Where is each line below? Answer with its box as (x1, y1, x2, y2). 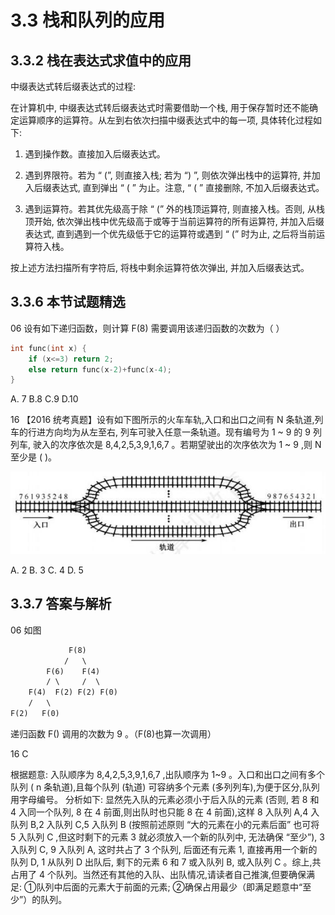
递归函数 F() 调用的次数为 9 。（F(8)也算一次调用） (10, 727, 217, 740)
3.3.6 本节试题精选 (10, 294, 126, 311)
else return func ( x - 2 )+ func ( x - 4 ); (28, 364, 172, 375)
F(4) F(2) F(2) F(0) (28, 687, 118, 698)
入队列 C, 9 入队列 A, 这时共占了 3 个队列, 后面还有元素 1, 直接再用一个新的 (10, 843, 318, 855)
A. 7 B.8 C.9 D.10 (10, 393, 79, 405)
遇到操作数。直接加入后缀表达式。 (24, 148, 166, 160)
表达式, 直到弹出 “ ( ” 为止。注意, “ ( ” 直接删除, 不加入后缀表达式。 (51, 182, 325, 193)
